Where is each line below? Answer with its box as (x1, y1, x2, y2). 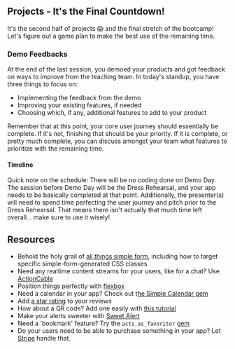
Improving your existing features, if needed (17, 101, 142, 109)
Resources (7, 233, 55, 245)
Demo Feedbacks (7, 49, 68, 59)
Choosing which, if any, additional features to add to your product (17, 109, 207, 117)
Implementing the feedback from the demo (17, 94, 141, 102)
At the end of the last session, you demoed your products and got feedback (7, 65, 226, 74)
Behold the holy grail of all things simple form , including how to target (17, 252, 218, 261)
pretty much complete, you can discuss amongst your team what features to (7, 137, 227, 146)
